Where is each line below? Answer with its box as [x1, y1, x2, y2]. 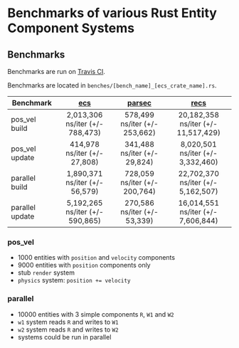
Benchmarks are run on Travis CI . [7, 68, 105, 75]
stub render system [17, 268, 75, 277]
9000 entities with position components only [17, 261, 151, 270]
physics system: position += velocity [17, 276, 131, 285]
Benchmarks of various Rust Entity [7, 5, 217, 21]
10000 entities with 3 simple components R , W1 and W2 [17, 310, 174, 318]
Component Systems [7, 20, 135, 36]
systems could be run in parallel [17, 332, 112, 341]
